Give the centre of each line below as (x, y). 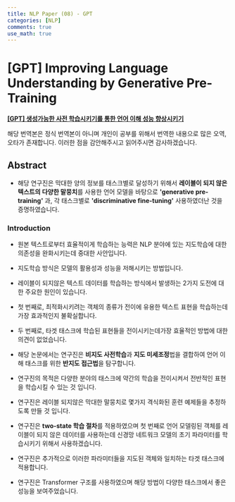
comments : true (30, 27)
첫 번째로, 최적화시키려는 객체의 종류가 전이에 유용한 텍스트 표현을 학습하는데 (123, 307)
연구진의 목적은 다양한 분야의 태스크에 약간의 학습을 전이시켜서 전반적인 (115, 379)
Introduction (29, 228)
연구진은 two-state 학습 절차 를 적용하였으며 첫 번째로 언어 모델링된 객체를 (119, 426)
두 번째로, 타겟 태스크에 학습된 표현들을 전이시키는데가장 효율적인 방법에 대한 (123, 331)
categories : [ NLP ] (34, 20)
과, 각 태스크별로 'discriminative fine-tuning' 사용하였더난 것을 (134, 201)
